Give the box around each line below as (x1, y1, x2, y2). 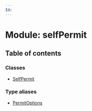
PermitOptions (12, 99, 43, 106)
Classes (5, 64, 26, 71)
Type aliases (5, 88, 37, 95)
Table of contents (5, 49, 61, 58)
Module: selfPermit (5, 29, 87, 40)
